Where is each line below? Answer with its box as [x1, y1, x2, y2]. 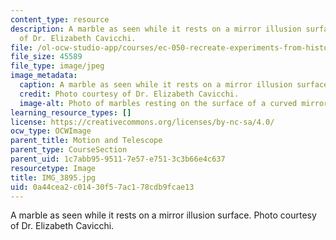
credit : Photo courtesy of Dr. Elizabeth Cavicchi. [19, 89, 240, 99]
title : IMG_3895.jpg [10, 172, 97, 183]
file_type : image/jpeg [10, 61, 105, 71]
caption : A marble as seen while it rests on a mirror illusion [19, 80, 293, 90]
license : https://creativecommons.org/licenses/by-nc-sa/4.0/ [10, 117, 275, 127]
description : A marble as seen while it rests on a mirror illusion [10, 24, 302, 34]
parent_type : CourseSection [10, 145, 128, 155]
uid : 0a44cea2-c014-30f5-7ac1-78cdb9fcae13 [10, 182, 195, 192]
